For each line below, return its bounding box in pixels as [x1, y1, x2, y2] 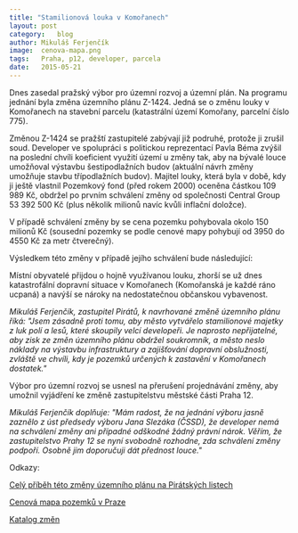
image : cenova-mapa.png [9, 46, 101, 55]
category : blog [9, 29, 74, 38]
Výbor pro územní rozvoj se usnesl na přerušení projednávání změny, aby [9, 380, 278, 390]
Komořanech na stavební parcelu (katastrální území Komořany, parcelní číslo [9, 106, 290, 117]
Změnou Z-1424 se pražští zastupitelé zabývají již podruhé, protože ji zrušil [9, 133, 285, 143]
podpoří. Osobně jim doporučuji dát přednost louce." [9, 445, 203, 455]
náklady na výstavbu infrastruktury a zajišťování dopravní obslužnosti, [9, 344, 270, 355]
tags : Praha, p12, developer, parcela [9, 54, 162, 63]
